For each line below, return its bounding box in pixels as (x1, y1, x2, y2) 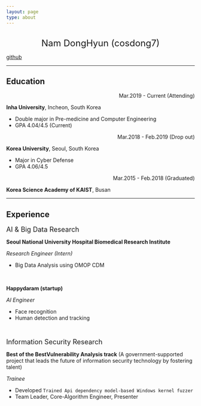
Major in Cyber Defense (14, 157, 74, 164)
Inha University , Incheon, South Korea (6, 104, 102, 111)
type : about (6, 14, 36, 20)
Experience (6, 209, 50, 219)
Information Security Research (6, 338, 103, 347)
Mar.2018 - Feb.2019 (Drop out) (117, 133, 195, 141)
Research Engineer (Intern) (6, 250, 73, 257)
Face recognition (14, 308, 57, 315)
